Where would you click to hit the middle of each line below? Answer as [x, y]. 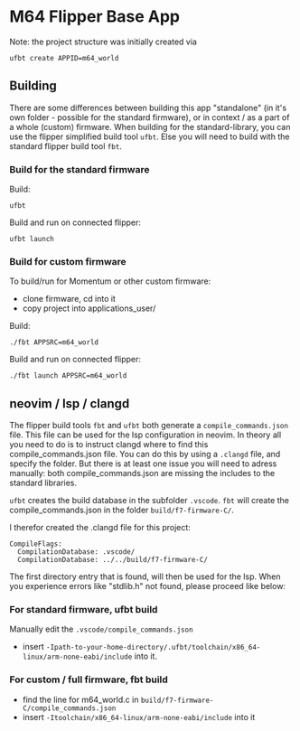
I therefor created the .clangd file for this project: [100, 528]
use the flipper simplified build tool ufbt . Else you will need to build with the [150, 136]
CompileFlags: [36, 544]
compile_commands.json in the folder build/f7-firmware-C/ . [122, 510]
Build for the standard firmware [80, 169]
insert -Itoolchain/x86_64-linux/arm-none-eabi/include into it [139, 717]
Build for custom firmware [68, 261]
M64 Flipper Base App [95, 17]
